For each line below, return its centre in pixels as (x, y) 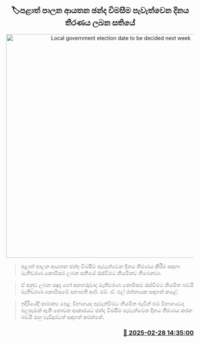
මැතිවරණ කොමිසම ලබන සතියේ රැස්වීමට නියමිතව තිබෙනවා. (91, 273)
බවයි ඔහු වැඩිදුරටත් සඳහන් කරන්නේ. (62, 317)
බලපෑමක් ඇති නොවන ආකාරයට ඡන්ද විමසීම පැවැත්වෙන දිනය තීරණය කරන (107, 310)
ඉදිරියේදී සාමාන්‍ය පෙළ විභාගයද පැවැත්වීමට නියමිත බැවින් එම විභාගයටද (102, 303)
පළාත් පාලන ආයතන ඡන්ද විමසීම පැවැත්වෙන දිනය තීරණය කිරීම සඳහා (100, 266)
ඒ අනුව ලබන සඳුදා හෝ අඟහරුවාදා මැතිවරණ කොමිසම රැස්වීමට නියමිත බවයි (107, 285)
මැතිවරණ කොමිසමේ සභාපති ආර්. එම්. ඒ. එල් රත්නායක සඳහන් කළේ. (99, 291)
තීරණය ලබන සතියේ (100, 23)
